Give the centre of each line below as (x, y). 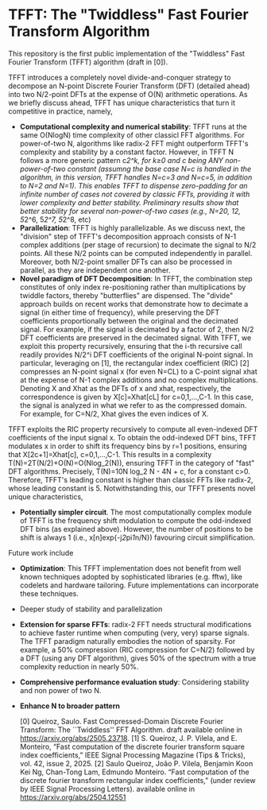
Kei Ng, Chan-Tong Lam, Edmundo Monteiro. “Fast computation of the (134, 772)
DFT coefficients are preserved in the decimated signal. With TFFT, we (135, 337)
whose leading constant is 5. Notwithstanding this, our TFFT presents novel (132, 488)
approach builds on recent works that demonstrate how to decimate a (134, 304)
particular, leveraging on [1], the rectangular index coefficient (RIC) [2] (135, 362)
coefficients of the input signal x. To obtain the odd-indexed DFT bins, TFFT (132, 437)
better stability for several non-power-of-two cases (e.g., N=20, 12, (130, 211)
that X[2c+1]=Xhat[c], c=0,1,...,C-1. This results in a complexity (110, 454)
